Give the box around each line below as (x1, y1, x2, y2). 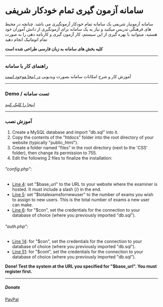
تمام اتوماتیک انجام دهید (5, 36, 48, 42)
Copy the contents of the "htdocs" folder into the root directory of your (12, 134, 154, 140)
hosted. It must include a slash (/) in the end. (12, 186, 101, 192)
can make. (12, 202, 33, 208)
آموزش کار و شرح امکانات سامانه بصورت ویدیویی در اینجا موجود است (5, 73, 131, 80)
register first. (5, 269, 33, 274)
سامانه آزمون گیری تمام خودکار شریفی (5, 5, 144, 16)
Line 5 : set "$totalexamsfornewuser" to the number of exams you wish (12, 192, 154, 198)
